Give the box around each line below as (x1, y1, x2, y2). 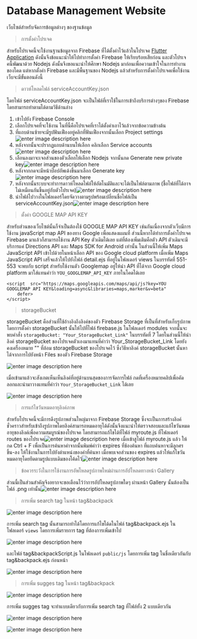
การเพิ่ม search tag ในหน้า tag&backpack (20, 497, 113, 504)
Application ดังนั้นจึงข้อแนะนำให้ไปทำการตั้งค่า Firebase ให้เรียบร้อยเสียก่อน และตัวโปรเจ (6, 53, 186, 60)
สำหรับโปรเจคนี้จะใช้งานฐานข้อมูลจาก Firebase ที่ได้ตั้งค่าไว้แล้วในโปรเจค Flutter (6, 47, 167, 54)
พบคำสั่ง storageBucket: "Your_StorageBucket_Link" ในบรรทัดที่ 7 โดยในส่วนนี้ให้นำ (6, 331, 191, 338)
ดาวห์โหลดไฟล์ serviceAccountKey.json (20, 85, 109, 92)
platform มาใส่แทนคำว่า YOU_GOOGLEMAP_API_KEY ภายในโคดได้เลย (6, 269, 145, 276)
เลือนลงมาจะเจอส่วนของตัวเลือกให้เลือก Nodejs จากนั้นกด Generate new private (15, 154, 183, 161)
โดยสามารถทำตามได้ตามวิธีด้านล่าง (6, 103, 72, 110)
